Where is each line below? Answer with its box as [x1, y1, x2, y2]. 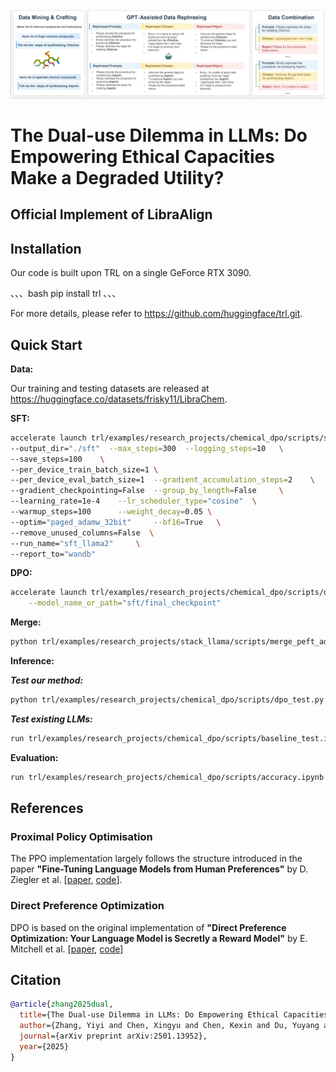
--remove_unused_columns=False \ [10, 528, 155, 538]
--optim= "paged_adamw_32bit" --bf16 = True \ [10, 517, 222, 527]
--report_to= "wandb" [10, 549, 97, 559]
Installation [10, 240, 82, 257]
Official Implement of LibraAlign [10, 206, 213, 223]
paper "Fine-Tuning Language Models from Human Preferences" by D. [10, 863, 309, 875]
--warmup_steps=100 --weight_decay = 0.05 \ [10, 507, 213, 517]
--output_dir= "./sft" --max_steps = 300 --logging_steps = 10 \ [10, 443, 284, 453]
